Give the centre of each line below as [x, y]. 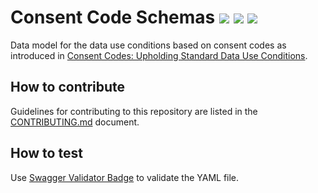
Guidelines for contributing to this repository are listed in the [134, 111]
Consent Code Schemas [113, 17]
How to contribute [68, 87]
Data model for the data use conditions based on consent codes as [148, 45]
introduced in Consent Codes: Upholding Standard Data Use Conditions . [159, 55]
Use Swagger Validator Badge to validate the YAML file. [125, 177]
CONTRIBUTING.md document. [75, 122]
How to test [46, 153]
